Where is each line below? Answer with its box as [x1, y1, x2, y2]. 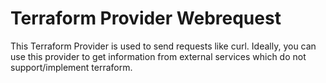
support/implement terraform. [10, 61, 133, 73]
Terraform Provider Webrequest [10, 7, 282, 30]
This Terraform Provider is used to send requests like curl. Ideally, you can [10, 40, 317, 52]
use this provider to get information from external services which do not [10, 50, 307, 62]
